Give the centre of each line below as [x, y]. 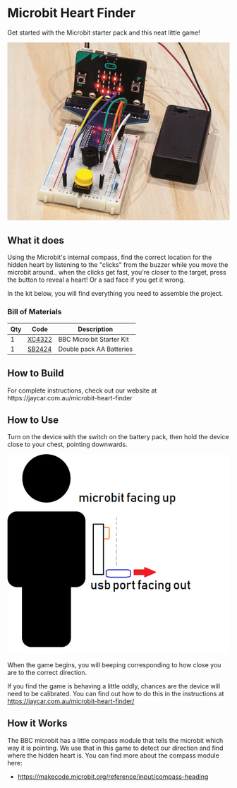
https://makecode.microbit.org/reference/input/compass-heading [113, 776]
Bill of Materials [35, 311]
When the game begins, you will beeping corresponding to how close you [114, 664]
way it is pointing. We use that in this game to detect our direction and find [115, 748]
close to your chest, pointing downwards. [68, 444]
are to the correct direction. [47, 672]
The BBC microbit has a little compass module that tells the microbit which [115, 740]
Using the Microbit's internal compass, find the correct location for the [110, 257]
